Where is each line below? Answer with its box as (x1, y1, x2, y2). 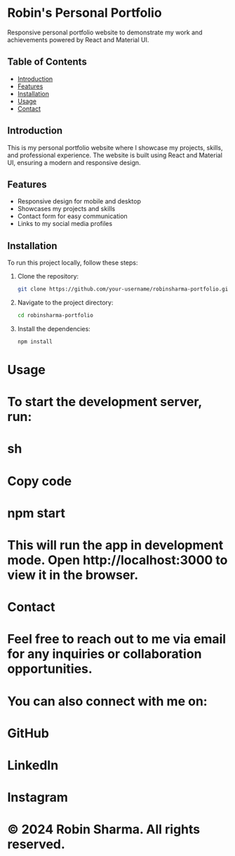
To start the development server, (7, 394, 202, 410)
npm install (17, 338, 53, 345)
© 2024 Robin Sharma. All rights (7, 822, 201, 838)
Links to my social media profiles (17, 220, 113, 228)
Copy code (7, 473, 72, 489)
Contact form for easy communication (17, 212, 128, 220)
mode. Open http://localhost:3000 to (7, 552, 228, 568)
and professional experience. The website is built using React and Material (7, 151, 223, 159)
